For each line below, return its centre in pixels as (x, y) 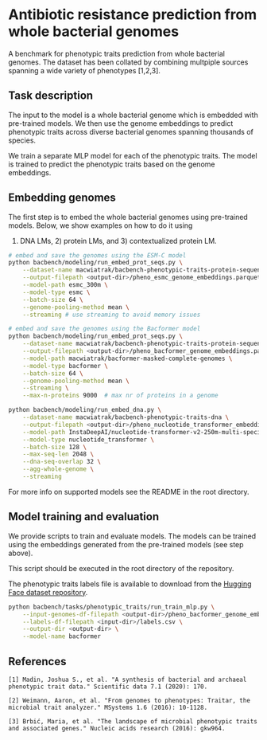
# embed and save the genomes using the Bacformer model (104, 329)
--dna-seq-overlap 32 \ (62, 462)
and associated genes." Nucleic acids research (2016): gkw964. (117, 728)
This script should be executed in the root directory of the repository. (121, 568)
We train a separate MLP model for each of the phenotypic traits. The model (133, 155)
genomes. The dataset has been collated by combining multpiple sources (128, 62)
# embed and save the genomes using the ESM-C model (97, 255)
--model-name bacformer (62, 636)
